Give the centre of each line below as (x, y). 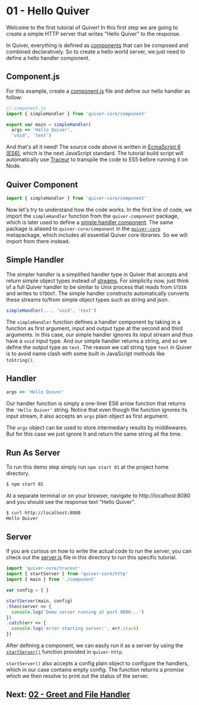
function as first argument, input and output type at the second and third (94, 328)
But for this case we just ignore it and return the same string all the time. (94, 434)
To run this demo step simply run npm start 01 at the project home (87, 467)
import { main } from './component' (51, 579)
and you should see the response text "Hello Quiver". (71, 502)
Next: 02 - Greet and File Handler (68, 695)
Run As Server (33, 452)
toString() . (20, 360)
